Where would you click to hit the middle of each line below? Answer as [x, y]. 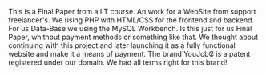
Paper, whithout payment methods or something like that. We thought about [133, 37]
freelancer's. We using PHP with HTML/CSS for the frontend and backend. [131, 20]
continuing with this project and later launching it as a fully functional [122, 45]
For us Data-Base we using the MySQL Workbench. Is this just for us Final [130, 28]
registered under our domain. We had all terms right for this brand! [118, 62]
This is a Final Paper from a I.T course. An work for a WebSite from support [132, 12]
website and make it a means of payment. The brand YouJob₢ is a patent [129, 54]
